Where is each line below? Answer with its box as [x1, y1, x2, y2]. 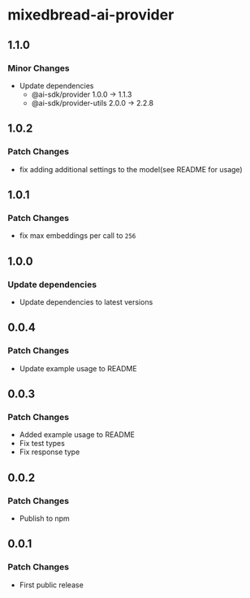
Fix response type [19, 447, 80, 457]
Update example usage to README [19, 363, 137, 373]
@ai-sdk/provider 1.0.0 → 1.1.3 [31, 89, 132, 99]
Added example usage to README [19, 430, 136, 440]
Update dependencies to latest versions [19, 297, 153, 306]
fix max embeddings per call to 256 [19, 231, 136, 240]
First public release [19, 579, 84, 590]
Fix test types [19, 439, 66, 448]
